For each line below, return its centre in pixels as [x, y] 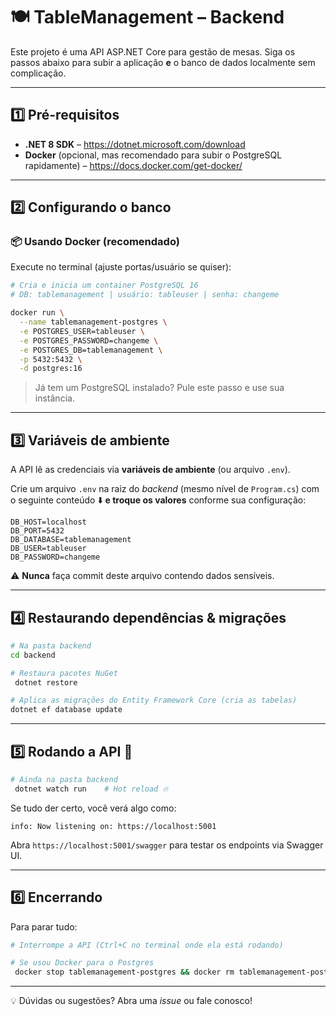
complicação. [38, 73]
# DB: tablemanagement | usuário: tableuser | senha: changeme [145, 295]
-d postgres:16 [51, 369]
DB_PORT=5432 [37, 531]
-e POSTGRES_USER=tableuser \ [82, 331]
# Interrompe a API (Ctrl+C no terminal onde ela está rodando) [147, 945]
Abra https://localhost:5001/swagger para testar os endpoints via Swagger [167, 845]
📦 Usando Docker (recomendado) [95, 242]
